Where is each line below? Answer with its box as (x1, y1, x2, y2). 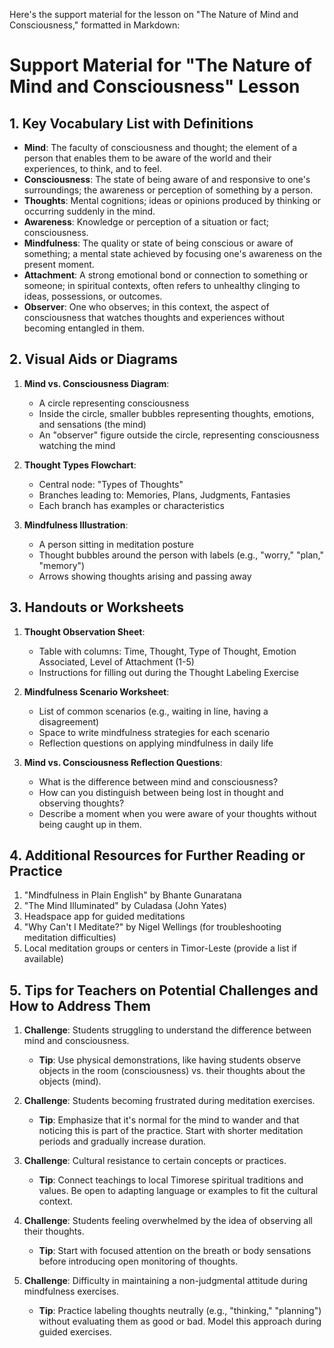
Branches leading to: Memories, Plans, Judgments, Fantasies (38, 489, 291, 501)
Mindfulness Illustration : (23, 519, 129, 531)
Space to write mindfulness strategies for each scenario (38, 726, 271, 738)
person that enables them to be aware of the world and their (23, 152, 272, 164)
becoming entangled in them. (23, 322, 146, 334)
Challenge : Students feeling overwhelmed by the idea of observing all (23, 1215, 313, 1227)
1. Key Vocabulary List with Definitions (9, 115, 254, 132)
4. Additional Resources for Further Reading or (9, 847, 306, 864)
